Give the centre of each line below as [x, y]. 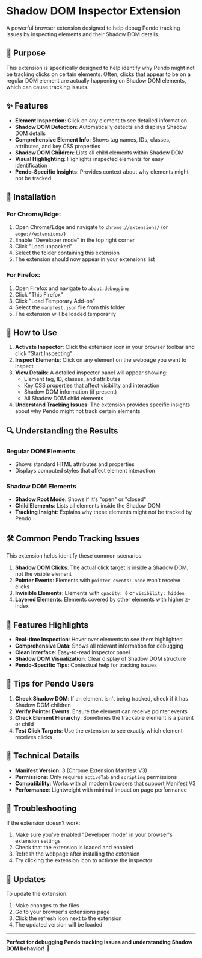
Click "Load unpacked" [44, 247]
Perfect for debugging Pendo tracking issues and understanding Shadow [99, 942]
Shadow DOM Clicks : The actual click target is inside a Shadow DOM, [102, 567]
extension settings [38, 841]
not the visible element [43, 574]
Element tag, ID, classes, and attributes [72, 379]
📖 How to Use [32, 332]
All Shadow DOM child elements [64, 399]
